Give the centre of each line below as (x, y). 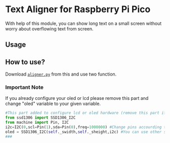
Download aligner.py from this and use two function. (61, 74)
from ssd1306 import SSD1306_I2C (40, 118)
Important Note (25, 87)
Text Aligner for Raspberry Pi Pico (78, 9)
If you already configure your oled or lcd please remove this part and (77, 98)
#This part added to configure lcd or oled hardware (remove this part (82, 113)
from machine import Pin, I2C (37, 123)
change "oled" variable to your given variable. (53, 104)
